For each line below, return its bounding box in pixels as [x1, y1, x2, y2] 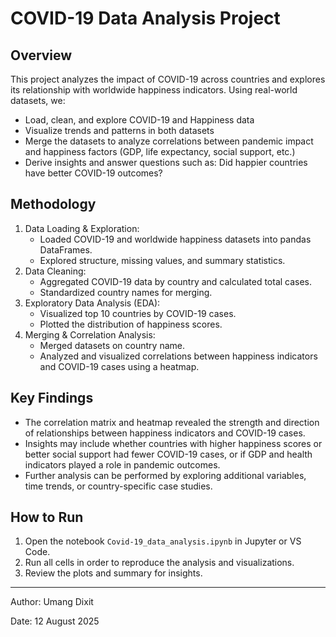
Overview [10, 47, 73, 64]
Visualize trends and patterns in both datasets [24, 125, 215, 136]
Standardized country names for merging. [39, 286, 213, 298]
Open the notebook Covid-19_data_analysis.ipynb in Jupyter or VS [24, 535, 302, 547]
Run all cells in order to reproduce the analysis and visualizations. [24, 557, 295, 569]
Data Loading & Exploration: [24, 222, 140, 234]
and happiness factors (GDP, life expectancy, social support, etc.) [24, 146, 296, 157]
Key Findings [10, 390, 94, 407]
